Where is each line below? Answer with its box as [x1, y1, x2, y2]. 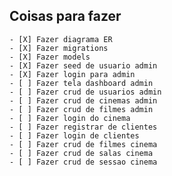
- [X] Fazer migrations [9, 43, 109, 53]
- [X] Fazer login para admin [9, 69, 136, 79]
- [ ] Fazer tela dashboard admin [9, 78, 154, 88]
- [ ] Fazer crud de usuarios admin [9, 87, 162, 97]
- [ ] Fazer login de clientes [9, 130, 140, 141]
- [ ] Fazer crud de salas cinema [9, 148, 154, 158]
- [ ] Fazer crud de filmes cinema [9, 139, 158, 149]
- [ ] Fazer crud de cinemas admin [9, 95, 158, 106]
